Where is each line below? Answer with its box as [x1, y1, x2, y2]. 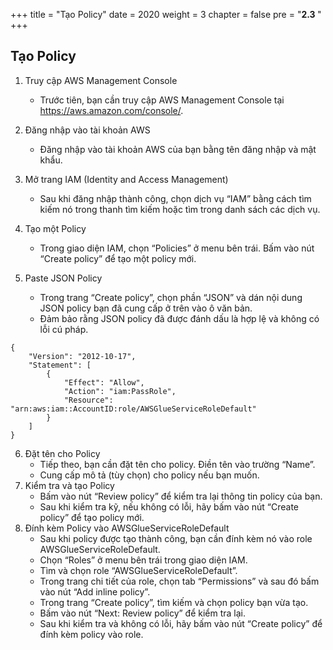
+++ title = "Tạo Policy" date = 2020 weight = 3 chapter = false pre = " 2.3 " [10, 9, 322, 20]
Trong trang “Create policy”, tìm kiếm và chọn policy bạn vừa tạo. [39, 596, 309, 608]
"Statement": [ [28, 360, 92, 370]
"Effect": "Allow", [63, 377, 145, 388]
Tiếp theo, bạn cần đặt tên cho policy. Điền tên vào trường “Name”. [39, 458, 316, 470]
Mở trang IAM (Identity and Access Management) [24, 173, 229, 185]
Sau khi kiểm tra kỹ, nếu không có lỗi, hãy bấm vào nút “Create [39, 500, 299, 513]
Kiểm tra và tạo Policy [24, 479, 115, 491]
